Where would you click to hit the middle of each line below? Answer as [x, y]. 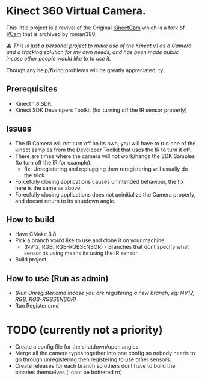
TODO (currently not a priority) [84, 330]
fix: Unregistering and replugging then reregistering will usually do [106, 169]
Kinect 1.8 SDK [33, 103]
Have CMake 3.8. [36, 234]
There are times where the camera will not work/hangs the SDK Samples [105, 156]
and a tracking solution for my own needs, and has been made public [93, 52]
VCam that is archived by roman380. [52, 34]
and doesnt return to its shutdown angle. [65, 201]
